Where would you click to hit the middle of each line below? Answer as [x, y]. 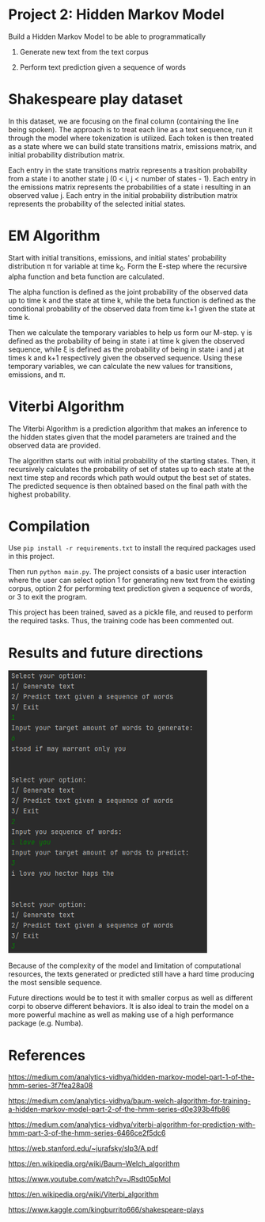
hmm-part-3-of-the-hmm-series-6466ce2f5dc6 [87, 1133]
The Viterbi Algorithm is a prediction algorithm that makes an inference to [128, 428]
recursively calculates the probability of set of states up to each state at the [131, 469]
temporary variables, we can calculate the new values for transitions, [121, 366]
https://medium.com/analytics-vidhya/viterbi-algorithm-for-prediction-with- [132, 1125]
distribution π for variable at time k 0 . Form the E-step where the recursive [128, 267]
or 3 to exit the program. [48, 597]
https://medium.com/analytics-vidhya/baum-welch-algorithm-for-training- [130, 1101]
